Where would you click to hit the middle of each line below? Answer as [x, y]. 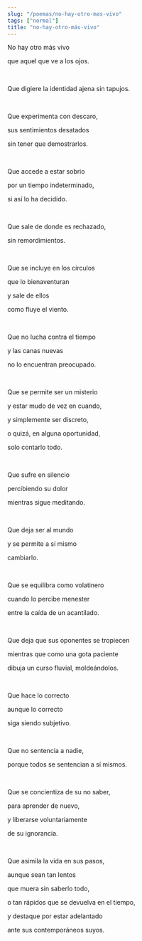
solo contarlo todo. [35, 447]
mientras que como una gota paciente [63, 654]
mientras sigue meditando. [47, 503]
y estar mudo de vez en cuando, [55, 406]
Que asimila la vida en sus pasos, [56, 861]
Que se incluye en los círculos [51, 268]
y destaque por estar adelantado [55, 916]
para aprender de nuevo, [44, 806]
